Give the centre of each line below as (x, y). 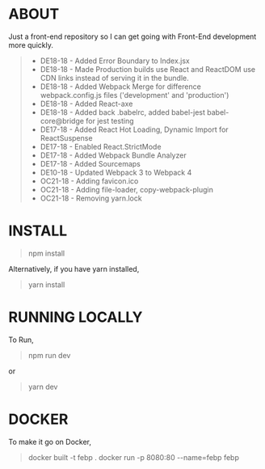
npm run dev (49, 355)
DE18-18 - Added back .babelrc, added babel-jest (123, 112)
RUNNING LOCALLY (76, 317)
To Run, (21, 340)
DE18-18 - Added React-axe (86, 104)
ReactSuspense (66, 137)
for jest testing (110, 120)
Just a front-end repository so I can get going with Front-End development (132, 36)
